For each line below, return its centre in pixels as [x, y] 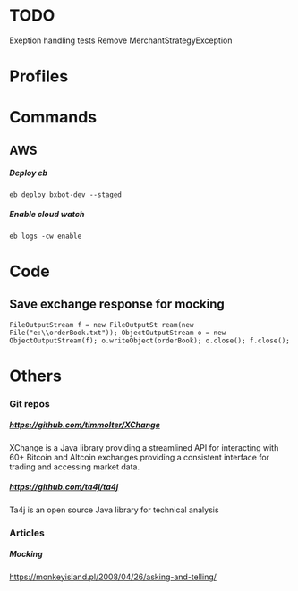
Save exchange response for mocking [117, 304]
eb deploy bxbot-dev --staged [66, 194]
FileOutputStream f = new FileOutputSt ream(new [102, 325]
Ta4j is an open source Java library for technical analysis [114, 510]
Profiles [39, 76]
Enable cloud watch [47, 215]
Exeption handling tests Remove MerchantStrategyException [121, 40]
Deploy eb [29, 173]
